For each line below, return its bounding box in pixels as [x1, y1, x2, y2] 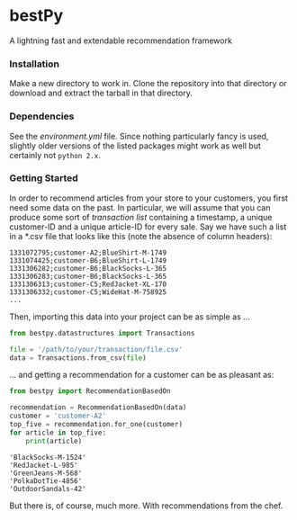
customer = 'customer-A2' [9, 411, 106, 421]
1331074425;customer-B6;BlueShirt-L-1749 [9, 256, 167, 265]
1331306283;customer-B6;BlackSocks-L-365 [9, 272, 167, 281]
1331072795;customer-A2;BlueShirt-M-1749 [9, 248, 167, 257]
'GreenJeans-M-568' [9, 469, 83, 478]
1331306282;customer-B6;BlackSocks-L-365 [9, 264, 167, 273]
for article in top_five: [9, 428, 106, 437]
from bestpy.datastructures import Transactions [9, 328, 195, 337]
